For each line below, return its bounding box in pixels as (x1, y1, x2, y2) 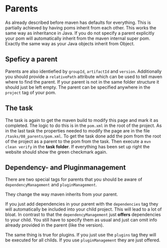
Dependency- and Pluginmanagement (5, 163, 126, 172)
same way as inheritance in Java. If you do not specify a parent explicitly (5, 30, 155, 36)
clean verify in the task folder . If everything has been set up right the (5, 143, 150, 149)
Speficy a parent (5, 55, 58, 64)
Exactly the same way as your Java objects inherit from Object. (5, 40, 135, 46)
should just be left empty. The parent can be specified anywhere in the (5, 84, 151, 90)
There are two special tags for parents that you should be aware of (5, 176, 143, 182)
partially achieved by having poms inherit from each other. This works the (5, 24, 157, 30)
